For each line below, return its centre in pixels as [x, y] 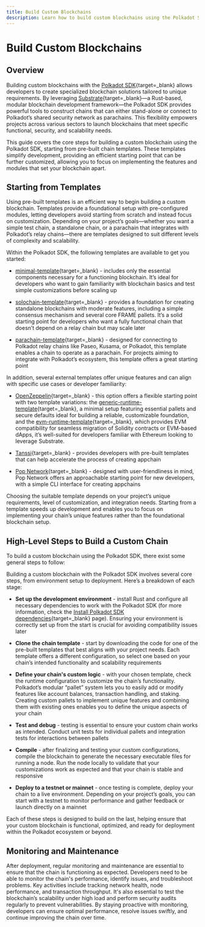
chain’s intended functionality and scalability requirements [88, 663]
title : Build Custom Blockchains [49, 12]
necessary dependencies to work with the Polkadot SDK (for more [98, 606]
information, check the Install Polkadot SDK [70, 612]
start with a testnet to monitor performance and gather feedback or [100, 801]
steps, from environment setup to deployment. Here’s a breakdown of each [101, 581]
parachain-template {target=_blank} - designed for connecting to [96, 340]
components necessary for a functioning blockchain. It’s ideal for [97, 277]
